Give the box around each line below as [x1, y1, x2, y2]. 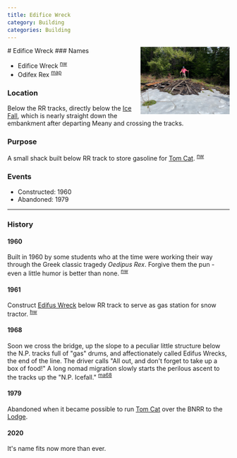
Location [7, 88, 39, 98]
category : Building [7, 18, 65, 26]
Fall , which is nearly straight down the [7, 111, 118, 120]
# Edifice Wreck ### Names [7, 47, 90, 55]
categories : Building [7, 26, 71, 33]
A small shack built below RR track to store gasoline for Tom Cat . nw [7, 153, 205, 162]
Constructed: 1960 [17, 188, 72, 196]
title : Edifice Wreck [7, 11, 71, 18]
